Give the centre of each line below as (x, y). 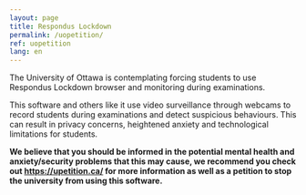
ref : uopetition (40, 43)
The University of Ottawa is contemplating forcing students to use (133, 77)
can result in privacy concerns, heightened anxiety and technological (139, 125)
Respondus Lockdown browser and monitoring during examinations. (138, 87)
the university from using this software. (86, 181)
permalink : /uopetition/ (56, 35)
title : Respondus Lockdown (61, 26)
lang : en (26, 52)
